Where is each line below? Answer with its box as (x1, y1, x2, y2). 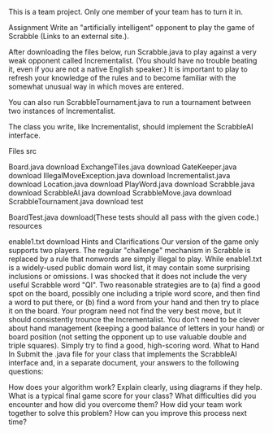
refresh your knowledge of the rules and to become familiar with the (8, 73, 236, 82)
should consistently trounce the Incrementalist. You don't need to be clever (8, 315, 260, 324)
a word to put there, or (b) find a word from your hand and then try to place (8, 297, 260, 307)
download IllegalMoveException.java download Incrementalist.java (8, 171, 231, 180)
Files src (8, 147, 37, 155)
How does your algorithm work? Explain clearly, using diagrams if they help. (8, 383, 262, 391)
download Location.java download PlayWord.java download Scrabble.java (8, 179, 256, 189)
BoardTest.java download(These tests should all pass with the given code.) (8, 212, 260, 222)
